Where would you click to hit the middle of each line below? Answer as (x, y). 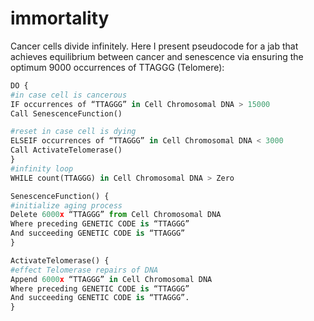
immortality (60, 18)
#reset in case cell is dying (73, 132)
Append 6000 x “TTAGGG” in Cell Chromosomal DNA (111, 279)
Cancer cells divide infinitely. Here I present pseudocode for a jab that (154, 46)
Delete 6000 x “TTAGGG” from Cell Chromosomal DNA (116, 215)
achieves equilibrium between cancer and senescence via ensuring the (157, 56)
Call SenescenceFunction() (66, 113)
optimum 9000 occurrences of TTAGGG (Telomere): (117, 67)
